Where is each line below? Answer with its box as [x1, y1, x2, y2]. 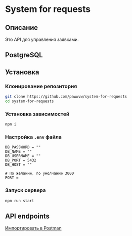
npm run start [5, 198, 35, 203]
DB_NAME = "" [5, 149, 32, 154]
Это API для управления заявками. [5, 36, 79, 42]
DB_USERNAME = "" [5, 153, 41, 159]
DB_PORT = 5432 [5, 158, 37, 163]
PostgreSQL [5, 51, 43, 59]
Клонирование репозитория [5, 83, 77, 90]
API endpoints [5, 212, 50, 220]
